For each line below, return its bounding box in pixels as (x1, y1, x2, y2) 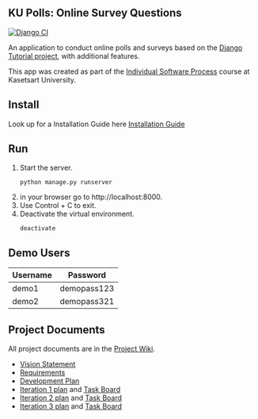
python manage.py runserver (19, 179, 112, 186)
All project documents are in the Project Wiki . (8, 344, 156, 354)
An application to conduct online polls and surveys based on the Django (8, 43, 243, 52)
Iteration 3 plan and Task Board (19, 402, 123, 411)
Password (67, 270, 107, 281)
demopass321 (59, 296, 115, 307)
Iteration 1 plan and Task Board (19, 385, 121, 394)
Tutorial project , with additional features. (8, 51, 140, 60)
